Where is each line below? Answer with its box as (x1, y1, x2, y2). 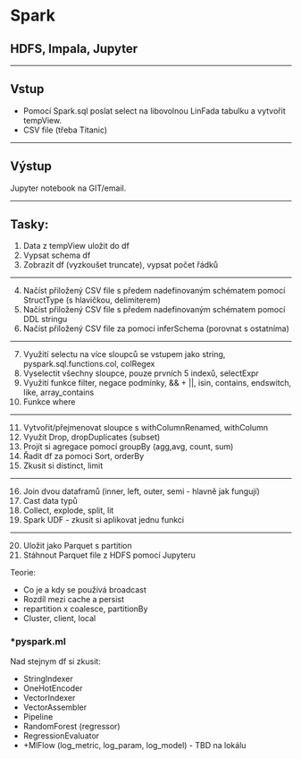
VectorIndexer (22, 692, 76, 703)
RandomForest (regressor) (22, 721, 121, 731)
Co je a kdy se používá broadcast (22, 584, 146, 595)
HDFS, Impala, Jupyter (10, 41, 138, 56)
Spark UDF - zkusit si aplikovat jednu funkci (22, 515, 185, 525)
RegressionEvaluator (22, 730, 100, 741)
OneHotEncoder (22, 682, 83, 694)
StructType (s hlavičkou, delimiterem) (22, 294, 162, 305)
